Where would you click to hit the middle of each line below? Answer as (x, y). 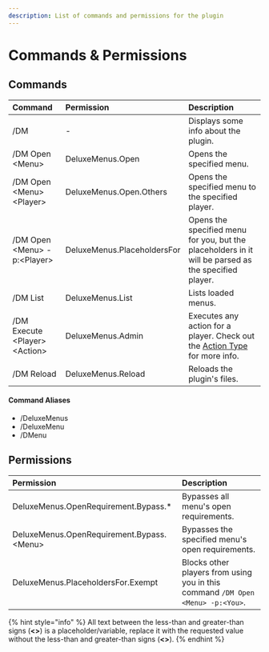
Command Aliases (39, 400)
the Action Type (218, 346)
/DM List (28, 298)
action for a (209, 326)
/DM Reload (34, 374)
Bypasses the (207, 529)
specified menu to (222, 186)
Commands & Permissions (98, 55)
